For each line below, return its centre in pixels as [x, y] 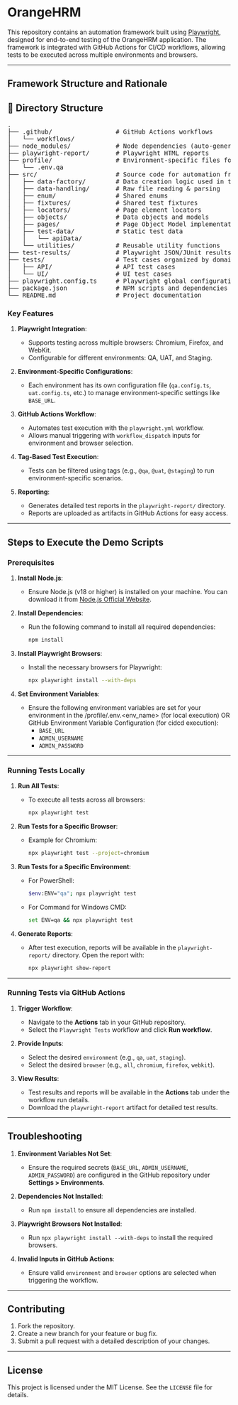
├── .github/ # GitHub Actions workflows [110, 132]
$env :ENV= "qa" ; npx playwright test [82, 893]
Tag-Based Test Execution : [58, 457]
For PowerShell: [51, 880]
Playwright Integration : [52, 329]
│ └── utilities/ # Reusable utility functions [114, 246]
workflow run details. [59, 1099]
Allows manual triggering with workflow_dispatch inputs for [114, 436]
